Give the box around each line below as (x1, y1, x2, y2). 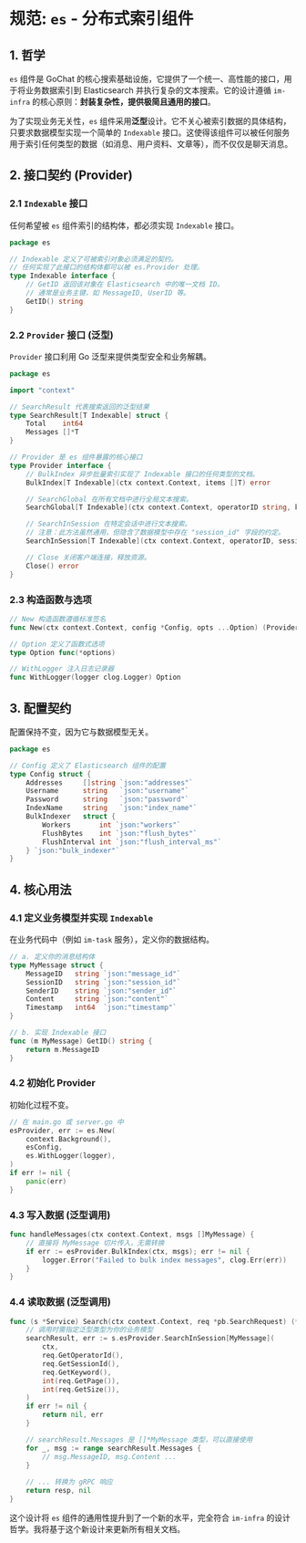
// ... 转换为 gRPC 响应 (25, 1477, 114, 1487)
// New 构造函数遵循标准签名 (9, 614, 107, 623)
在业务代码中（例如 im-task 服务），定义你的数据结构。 (9, 934, 214, 945)
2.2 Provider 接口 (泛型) (9, 328, 114, 341)
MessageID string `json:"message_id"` (25, 969, 181, 978)
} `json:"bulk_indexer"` (25, 846, 120, 855)
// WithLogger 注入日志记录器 (9, 664, 115, 673)
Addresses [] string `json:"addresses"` (25, 777, 194, 787)
